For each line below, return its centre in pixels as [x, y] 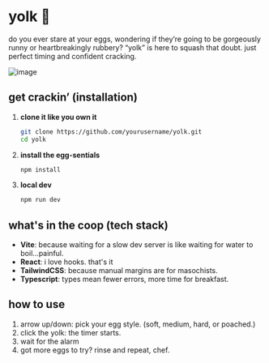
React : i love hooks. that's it [66, 262]
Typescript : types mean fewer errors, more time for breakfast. [124, 280]
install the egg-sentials [60, 155]
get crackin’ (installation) [73, 98]
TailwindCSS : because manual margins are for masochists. [119, 271]
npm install [40, 169]
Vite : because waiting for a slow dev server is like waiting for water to [137, 245]
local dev [36, 185]
